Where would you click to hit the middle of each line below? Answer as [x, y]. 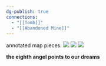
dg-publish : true [27, 11]
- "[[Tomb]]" [27, 22]
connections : [22, 17]
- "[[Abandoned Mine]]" [40, 28]
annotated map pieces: [34, 45]
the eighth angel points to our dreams [53, 57]
